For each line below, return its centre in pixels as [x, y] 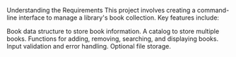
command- [213, 10]
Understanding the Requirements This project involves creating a [101, 10]
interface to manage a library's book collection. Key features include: [119, 18]
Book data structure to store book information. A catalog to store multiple [113, 31]
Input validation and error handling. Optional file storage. [89, 46]
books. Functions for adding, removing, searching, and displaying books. [113, 39]
